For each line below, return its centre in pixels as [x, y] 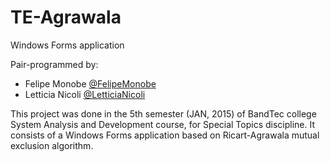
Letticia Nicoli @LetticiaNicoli [85, 94]
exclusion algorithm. [52, 145]
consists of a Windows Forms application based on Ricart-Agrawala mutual [165, 135]
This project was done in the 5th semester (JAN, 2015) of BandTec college [163, 113]
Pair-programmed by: [54, 64]
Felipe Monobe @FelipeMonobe [90, 83]
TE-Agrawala [66, 17]
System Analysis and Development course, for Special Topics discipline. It [163, 124]
